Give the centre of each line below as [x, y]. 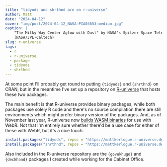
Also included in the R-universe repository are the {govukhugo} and [73, 154]
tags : [11, 47]
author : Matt [19, 14]
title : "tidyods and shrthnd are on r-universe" [56, 10]
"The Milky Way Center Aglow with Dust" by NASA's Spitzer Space [83, 33]
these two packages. [27, 94]
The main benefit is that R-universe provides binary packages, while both [80, 104]
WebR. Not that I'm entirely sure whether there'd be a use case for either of [82, 125]
